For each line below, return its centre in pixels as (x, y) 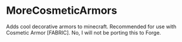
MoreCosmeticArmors (62, 11)
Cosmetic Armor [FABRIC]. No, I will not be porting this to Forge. (84, 32)
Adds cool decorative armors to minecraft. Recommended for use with (91, 26)
